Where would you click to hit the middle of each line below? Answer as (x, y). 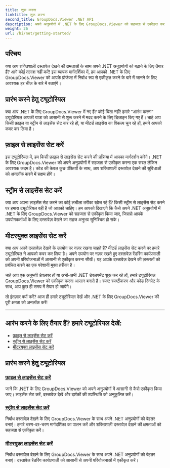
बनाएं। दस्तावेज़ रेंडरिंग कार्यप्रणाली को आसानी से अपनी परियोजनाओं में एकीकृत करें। (72, 460)
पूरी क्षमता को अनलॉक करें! (27, 303)
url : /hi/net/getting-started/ (38, 33)
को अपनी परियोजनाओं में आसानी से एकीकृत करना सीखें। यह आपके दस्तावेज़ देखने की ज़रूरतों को (83, 260)
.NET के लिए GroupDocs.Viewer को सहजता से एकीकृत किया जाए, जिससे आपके (74, 214)
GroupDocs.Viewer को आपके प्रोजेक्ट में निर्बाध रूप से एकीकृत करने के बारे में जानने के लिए (81, 77)
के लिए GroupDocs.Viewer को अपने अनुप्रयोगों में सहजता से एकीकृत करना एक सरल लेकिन (81, 163)
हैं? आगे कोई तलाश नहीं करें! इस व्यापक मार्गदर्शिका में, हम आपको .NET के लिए (68, 72)
